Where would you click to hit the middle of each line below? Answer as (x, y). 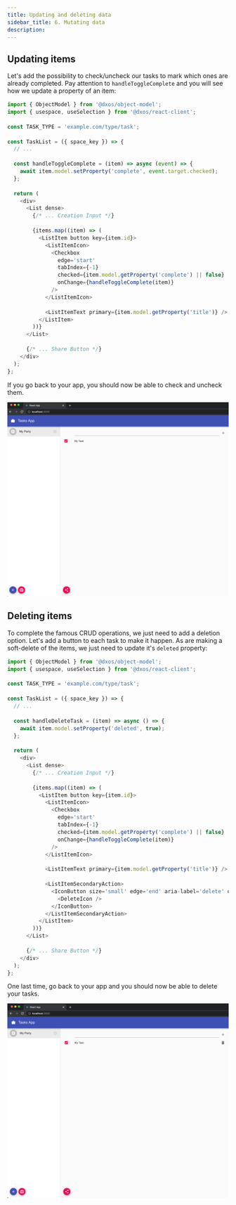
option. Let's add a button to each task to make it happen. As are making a (115, 640)
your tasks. (24, 994)
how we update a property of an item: (62, 91)
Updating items (41, 59)
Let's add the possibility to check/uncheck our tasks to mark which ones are (118, 76)
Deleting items (40, 616)
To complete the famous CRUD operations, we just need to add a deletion (114, 633)
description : (26, 30)
